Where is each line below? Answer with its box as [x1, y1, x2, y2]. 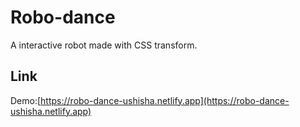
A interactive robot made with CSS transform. [10, 39, 198, 51]
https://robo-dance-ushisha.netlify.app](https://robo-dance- [40, 94, 290, 106]
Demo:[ [10, 94, 42, 106]
